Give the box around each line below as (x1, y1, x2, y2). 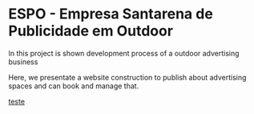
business (8, 57, 38, 67)
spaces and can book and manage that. (8, 81, 139, 91)
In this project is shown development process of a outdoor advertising (8, 48, 240, 58)
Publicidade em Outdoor (8, 22, 174, 40)
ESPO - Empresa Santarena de (8, 5, 214, 23)
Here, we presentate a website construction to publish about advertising (8, 72, 247, 82)
